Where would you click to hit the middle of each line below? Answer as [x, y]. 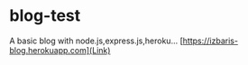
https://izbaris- [211, 41]
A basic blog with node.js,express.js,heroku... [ [96, 41]
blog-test [45, 16]
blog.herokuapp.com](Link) [60, 50]
